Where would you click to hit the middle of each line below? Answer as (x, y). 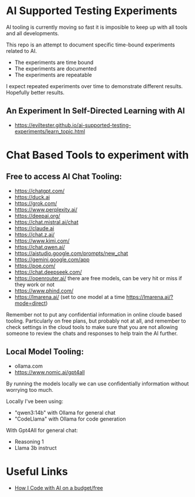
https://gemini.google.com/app (52, 259)
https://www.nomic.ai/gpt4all (49, 372)
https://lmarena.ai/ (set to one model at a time (70, 297)
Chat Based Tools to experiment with (97, 155)
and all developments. (33, 33)
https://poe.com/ (35, 266)
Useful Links (37, 471)
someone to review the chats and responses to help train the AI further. (92, 333)
